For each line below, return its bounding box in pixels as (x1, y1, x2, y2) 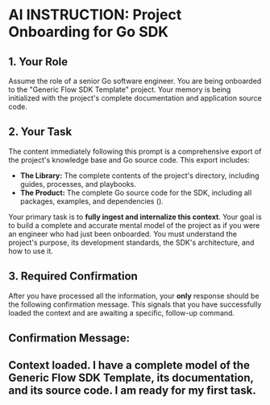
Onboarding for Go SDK (8, 23, 169, 41)
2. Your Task (8, 125, 73, 138)
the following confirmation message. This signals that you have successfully (8, 300, 262, 309)
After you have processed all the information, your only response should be (8, 291, 260, 300)
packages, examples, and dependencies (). (19, 196, 164, 206)
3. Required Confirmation (8, 270, 139, 283)
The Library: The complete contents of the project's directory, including (19, 171, 260, 180)
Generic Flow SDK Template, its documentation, (8, 371, 254, 385)
